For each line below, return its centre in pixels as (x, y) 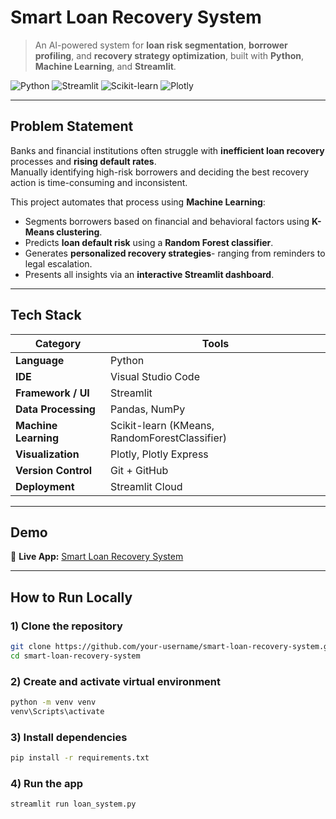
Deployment (45, 486)
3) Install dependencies (69, 737)
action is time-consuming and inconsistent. (99, 182)
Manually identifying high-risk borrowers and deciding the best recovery (160, 172)
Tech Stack (46, 315)
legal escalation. (58, 263)
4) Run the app (47, 783)
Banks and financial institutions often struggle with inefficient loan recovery (167, 150)
